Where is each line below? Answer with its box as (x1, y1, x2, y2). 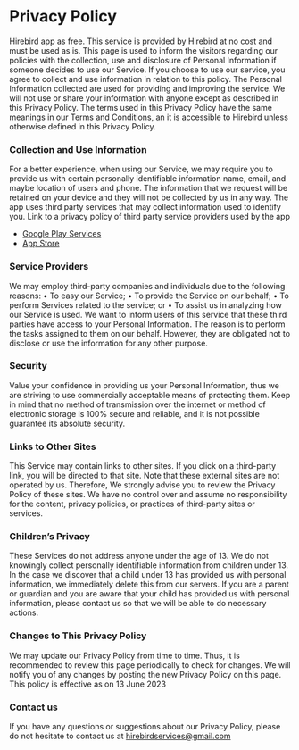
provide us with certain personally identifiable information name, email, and (9, 173, 287, 184)
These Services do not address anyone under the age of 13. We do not (9, 551, 270, 562)
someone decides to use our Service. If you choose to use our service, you (9, 64, 286, 75)
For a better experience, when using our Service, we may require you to (9, 163, 274, 175)
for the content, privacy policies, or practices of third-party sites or (9, 498, 256, 510)
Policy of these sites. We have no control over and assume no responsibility (9, 489, 287, 500)
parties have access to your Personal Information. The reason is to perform (9, 319, 286, 329)
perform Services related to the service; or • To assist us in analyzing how (9, 299, 283, 310)
